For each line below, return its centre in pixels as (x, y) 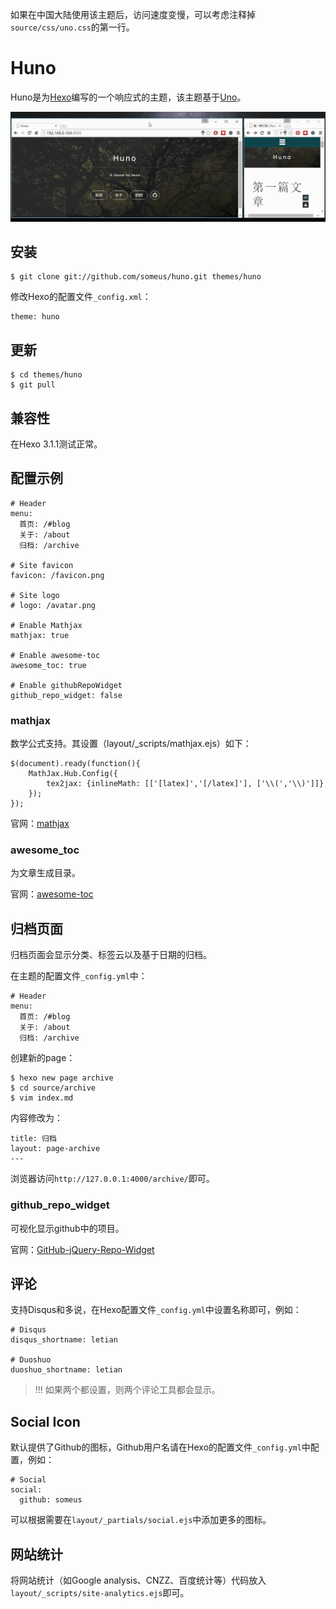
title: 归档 (33, 1139)
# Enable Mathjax (46, 625)
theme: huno (35, 317)
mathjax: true (40, 635)
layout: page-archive (55, 1149)
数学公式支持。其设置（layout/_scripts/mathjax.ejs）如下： (131, 744)
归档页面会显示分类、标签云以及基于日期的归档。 (111, 955)
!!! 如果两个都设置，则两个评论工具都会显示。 (127, 1390)
